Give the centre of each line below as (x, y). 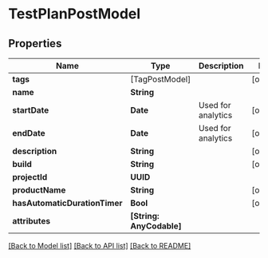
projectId (30, 177)
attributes (31, 221)
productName (39, 190)
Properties (35, 44)
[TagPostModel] (161, 79)
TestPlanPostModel (75, 14)
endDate (29, 133)
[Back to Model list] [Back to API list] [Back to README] (100, 246)
